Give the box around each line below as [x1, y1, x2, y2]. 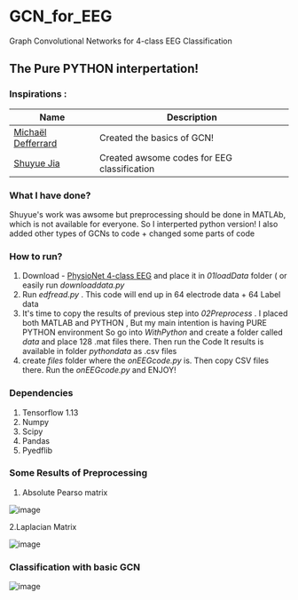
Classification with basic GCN [9, 561, 141, 573]
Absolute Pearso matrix [21, 486, 108, 498]
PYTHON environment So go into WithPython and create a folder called [21, 327, 284, 338]
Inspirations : [9, 88, 67, 100]
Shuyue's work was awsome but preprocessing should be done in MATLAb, [9, 209, 286, 219]
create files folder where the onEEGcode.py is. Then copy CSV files [21, 355, 269, 366]
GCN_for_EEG [9, 6, 113, 27]
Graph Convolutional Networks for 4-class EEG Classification [9, 36, 233, 46]
